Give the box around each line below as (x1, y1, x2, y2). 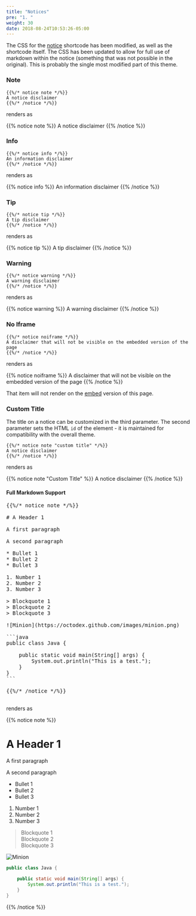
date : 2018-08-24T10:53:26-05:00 (6, 25, 90, 32)
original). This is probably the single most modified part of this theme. (6, 61, 178, 68)
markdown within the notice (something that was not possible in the (6, 54, 173, 62)
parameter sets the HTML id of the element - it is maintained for (6, 424, 164, 432)
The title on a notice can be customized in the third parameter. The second (6, 418, 190, 426)
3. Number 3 (6, 586, 41, 593)
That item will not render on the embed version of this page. (6, 390, 154, 397)
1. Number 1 (6, 574, 41, 581)
